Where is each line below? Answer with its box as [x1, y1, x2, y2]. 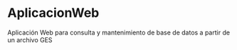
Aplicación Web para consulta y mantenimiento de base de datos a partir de [7, 28, 230, 37]
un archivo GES [7, 35, 53, 44]
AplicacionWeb [7, 5, 100, 21]
